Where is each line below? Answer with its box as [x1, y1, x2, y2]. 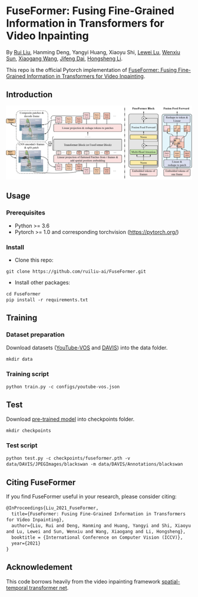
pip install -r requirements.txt [6, 297, 88, 303]
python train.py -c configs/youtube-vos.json [6, 384, 120, 390]
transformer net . [29, 584, 69, 591]
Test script [6, 441, 38, 449]
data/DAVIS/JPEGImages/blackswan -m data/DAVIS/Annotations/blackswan [6, 461, 183, 467]
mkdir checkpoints [6, 427, 51, 434]
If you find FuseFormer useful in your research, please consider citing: [6, 493, 177, 500]
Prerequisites [6, 209, 45, 217]
